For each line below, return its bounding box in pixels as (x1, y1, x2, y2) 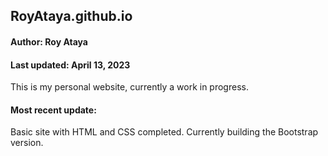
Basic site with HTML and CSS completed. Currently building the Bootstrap (10, 126, 319, 138)
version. (10, 137, 44, 149)
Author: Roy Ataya (10, 35, 88, 48)
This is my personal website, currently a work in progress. (10, 81, 249, 93)
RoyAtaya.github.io (10, 8, 133, 25)
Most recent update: (10, 104, 97, 116)
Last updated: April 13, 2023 (10, 59, 131, 71)
